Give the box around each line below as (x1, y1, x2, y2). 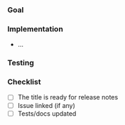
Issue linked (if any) (17, 101, 76, 109)
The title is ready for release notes (17, 93, 119, 102)
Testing (7, 58, 34, 68)
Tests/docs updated (17, 109, 77, 118)
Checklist (7, 77, 41, 87)
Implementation (7, 23, 64, 33)
